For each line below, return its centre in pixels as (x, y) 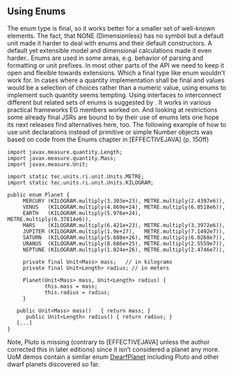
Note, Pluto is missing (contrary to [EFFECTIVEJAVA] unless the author (109, 342)
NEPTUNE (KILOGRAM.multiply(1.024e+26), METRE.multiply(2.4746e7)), (124, 250)
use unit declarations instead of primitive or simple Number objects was (110, 132)
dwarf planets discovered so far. (54, 364)
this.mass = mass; (71, 286)
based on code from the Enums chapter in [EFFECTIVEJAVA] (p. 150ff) (108, 139)
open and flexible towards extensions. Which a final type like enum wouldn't (116, 72)
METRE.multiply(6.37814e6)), (49, 219)
